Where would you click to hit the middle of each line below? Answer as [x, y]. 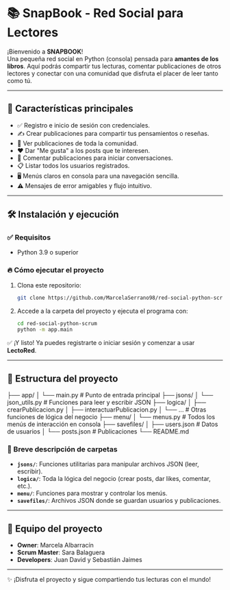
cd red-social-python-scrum [57, 323]
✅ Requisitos [29, 237]
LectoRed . [22, 351]
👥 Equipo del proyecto [55, 529]
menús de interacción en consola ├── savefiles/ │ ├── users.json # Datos [113, 424]
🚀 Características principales [70, 109]
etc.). [24, 486]
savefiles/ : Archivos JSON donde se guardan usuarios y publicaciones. [119, 501]
